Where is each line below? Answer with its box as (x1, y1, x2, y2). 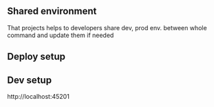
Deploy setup (7, 51, 65, 62)
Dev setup (7, 74, 52, 86)
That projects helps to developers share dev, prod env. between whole (7, 23, 208, 32)
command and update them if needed (7, 31, 114, 39)
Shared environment (7, 5, 97, 17)
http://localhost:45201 (7, 93, 70, 101)
